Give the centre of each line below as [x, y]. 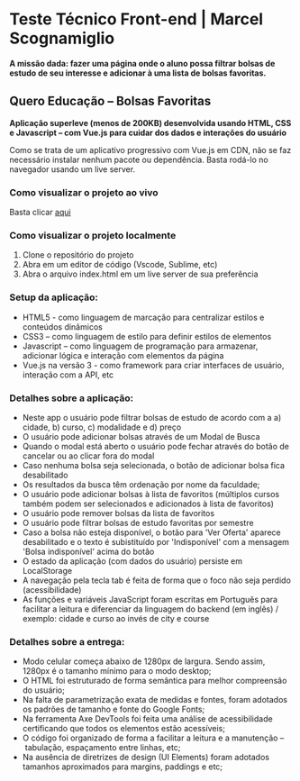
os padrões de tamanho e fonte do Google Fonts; [114, 709]
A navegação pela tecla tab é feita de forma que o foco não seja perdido [156, 580]
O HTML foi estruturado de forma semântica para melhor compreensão [155, 681]
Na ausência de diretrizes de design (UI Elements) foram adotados [146, 758]
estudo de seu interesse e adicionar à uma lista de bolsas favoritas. [138, 73]
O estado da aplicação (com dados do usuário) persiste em [132, 561]
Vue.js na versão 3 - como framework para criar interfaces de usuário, [153, 365]
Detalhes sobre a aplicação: [72, 398]
